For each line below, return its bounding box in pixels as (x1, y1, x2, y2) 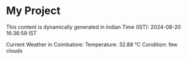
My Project (6, 4, 61, 18)
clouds (6, 47, 23, 54)
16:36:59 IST (6, 29, 37, 36)
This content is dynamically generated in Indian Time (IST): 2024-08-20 (6, 23, 181, 30)
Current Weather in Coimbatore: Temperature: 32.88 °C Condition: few (6, 41, 178, 48)
